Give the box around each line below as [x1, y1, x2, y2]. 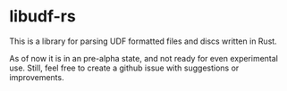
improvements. [9, 71, 64, 82]
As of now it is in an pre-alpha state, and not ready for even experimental [9, 53, 279, 63]
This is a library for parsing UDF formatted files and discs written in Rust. [9, 36, 277, 46]
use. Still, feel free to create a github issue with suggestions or [9, 62, 240, 73]
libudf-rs [9, 6, 76, 27]
